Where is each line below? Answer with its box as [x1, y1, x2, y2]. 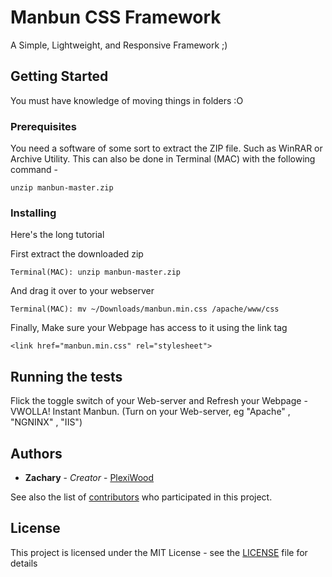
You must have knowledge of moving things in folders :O [10, 94, 244, 106]
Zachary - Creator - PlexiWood [24, 471, 155, 483]
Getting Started [10, 68, 109, 85]
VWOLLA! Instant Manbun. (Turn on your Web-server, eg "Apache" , [10, 406, 291, 418]
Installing [10, 206, 57, 220]
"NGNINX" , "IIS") [10, 416, 83, 428]
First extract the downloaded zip [10, 248, 144, 260]
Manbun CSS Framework [10, 6, 222, 29]
